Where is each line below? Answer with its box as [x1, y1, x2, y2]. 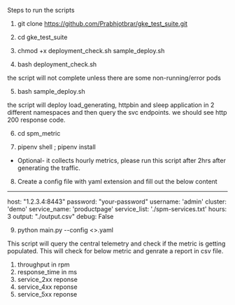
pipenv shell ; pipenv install [17, 143, 96, 151]
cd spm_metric [17, 129, 61, 137]
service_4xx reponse [17, 283, 78, 291]
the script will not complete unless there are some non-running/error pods [7, 73, 222, 82]
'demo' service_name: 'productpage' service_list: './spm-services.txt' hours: [7, 205, 227, 213]
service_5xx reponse [17, 290, 78, 298]
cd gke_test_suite [17, 33, 68, 41]
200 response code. [7, 115, 66, 124]
